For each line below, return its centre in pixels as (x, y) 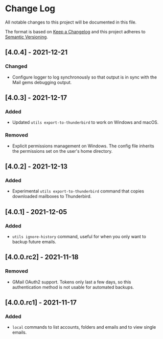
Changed (16, 66)
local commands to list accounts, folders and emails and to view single (84, 327)
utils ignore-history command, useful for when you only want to (79, 236)
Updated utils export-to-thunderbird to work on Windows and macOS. (85, 122)
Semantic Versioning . (26, 37)
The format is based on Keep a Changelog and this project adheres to (75, 31)
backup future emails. (34, 242)
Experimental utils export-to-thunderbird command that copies (78, 191)
